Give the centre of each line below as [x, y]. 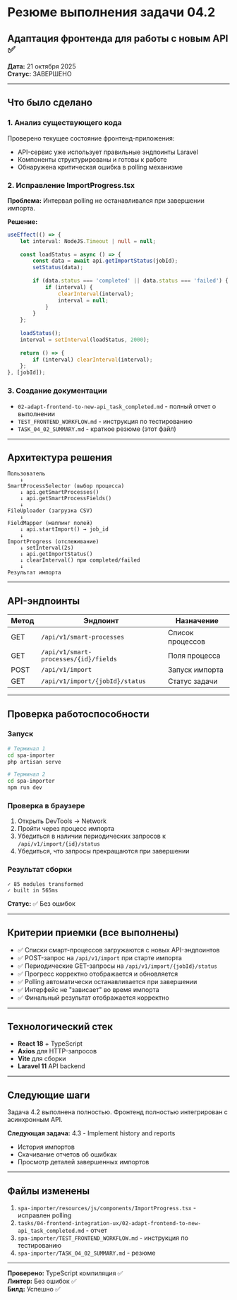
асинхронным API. [35, 1120]
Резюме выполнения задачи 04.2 [111, 12]
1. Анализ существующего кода [65, 123]
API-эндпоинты [43, 601]
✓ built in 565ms [33, 890]
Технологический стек [60, 1026]
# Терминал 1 [26, 749]
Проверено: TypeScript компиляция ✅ [65, 1273]
